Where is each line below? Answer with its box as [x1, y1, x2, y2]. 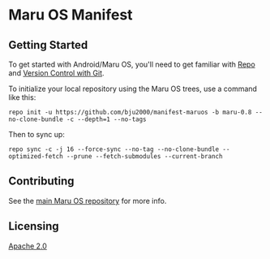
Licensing [8, 219, 59, 233]
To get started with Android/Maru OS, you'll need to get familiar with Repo [8, 59, 255, 69]
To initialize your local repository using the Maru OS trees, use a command [8, 84, 258, 93]
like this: [8, 93, 36, 102]
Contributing [8, 175, 75, 188]
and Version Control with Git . [8, 68, 105, 78]
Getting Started [8, 38, 88, 52]
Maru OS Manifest [8, 6, 133, 24]
